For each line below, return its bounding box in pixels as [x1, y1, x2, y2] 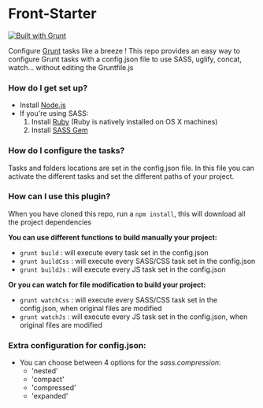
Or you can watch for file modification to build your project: [8, 280, 206, 289]
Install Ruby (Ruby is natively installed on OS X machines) [31, 117, 218, 127]
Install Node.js [19, 100, 66, 110]
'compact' [31, 375, 65, 384]
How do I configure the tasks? [8, 145, 125, 156]
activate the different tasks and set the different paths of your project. [8, 171, 235, 181]
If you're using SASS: [19, 109, 89, 118]
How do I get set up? [8, 82, 88, 93]
